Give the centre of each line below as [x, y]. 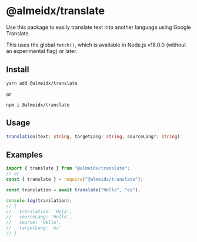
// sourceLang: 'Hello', [39, 217]
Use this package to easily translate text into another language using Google [98, 27]
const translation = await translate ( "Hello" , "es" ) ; [74, 190]
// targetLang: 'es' [34, 228]
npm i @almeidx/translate [38, 105]
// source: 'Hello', [34, 223]
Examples [24, 155]
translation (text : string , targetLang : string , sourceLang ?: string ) [93, 137]
